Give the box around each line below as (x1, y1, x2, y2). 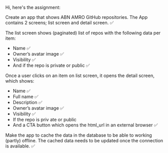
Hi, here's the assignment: (5, 5, 60, 10)
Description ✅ (12, 99, 43, 105)
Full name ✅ (12, 94, 38, 99)
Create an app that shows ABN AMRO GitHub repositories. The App (5, 14, 148, 20)
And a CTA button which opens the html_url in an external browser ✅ (12, 122, 158, 128)
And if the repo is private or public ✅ (12, 62, 90, 68)
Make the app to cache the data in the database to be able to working (5, 132, 152, 138)
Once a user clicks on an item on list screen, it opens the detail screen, (5, 72, 155, 79)
